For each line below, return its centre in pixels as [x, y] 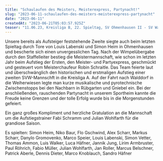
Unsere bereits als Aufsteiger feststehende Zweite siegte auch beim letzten [80, 41]
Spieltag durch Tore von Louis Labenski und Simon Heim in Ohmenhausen [79, 47]
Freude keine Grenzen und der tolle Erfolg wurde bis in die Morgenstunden [80, 98]
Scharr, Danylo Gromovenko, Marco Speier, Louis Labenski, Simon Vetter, [78, 138]
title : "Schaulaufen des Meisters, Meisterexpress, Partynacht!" [72, 9]
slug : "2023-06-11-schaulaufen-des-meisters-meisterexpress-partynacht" [80, 14]
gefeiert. [14, 104]
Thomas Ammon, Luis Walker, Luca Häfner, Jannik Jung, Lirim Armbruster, [80, 143]
